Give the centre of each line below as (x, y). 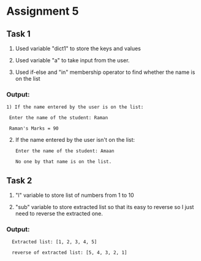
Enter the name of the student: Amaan (65, 151)
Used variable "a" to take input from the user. (72, 60)
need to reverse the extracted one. (59, 214)
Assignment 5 (43, 11)
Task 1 (18, 34)
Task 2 (19, 181)
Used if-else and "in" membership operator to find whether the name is (105, 72)
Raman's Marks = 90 (34, 129)
